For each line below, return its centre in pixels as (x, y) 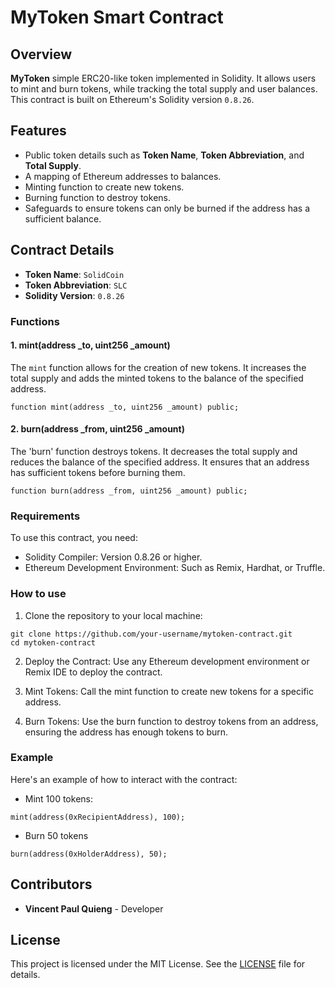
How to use (38, 594)
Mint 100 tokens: (58, 798)
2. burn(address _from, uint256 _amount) (97, 429)
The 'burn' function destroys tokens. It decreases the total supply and (154, 451)
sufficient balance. (63, 218)
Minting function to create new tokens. (104, 187)
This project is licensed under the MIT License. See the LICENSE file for (158, 964)
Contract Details (62, 250)
